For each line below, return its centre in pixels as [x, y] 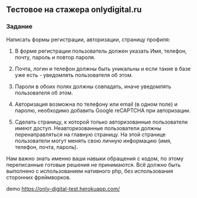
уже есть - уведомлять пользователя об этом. [74, 75]
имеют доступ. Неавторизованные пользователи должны [88, 128]
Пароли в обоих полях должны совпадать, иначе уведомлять [93, 86]
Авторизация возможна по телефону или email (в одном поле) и [96, 104]
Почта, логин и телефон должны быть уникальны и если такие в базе [103, 69]
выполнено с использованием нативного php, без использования [90, 171]
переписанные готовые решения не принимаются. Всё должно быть [93, 164]
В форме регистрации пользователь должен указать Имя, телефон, [101, 51]
